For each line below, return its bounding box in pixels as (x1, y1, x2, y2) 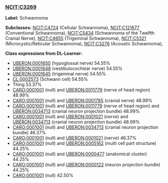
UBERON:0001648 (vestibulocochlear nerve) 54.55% (12, 65, 123, 71)
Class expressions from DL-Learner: (5, 50, 82, 56)
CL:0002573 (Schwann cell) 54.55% (12, 76, 88, 82)
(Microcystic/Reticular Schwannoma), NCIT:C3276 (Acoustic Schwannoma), (5, 41, 163, 47)
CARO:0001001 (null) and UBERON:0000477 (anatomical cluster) (12, 151, 147, 157)
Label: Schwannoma (5, 15, 48, 21)
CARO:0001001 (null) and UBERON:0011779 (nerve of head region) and (12, 103, 159, 109)
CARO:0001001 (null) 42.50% (12, 172, 74, 178)
